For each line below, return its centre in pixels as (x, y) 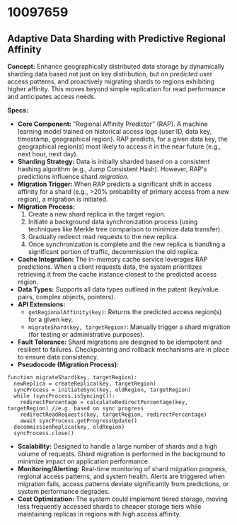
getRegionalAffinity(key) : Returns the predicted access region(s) (125, 312)
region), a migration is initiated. (63, 199)
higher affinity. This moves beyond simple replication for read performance (117, 89)
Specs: (18, 110)
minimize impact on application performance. (83, 461)
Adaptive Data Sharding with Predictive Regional (117, 39)
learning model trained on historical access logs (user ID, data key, (115, 131)
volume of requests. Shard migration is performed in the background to (121, 454)
